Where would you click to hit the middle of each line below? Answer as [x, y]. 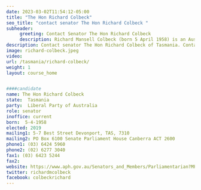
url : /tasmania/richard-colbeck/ [48, 62]
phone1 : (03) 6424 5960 [36, 145]
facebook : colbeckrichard [38, 178]
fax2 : [13, 161]
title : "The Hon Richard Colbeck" [49, 17]
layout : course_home [32, 73]
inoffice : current [29, 117]
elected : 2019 [24, 128]
